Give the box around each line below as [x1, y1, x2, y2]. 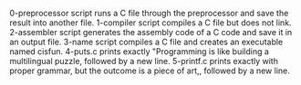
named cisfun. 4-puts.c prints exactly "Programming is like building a [9, 46, 269, 57]
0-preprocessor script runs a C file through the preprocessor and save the [9, 8, 289, 18]
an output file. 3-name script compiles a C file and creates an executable [9, 36, 284, 47]
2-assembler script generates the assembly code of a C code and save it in [9, 27, 293, 37]
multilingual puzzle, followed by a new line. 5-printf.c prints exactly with [9, 56, 278, 66]
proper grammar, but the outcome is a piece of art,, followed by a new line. [9, 65, 290, 76]
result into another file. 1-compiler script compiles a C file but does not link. [9, 17, 292, 28]
